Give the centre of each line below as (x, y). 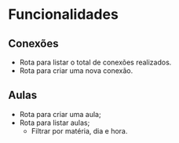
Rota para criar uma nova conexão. (76, 71)
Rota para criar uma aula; (60, 114)
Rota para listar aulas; (55, 123)
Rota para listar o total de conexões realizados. (95, 62)
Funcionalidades (64, 15)
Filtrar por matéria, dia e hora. (79, 130)
